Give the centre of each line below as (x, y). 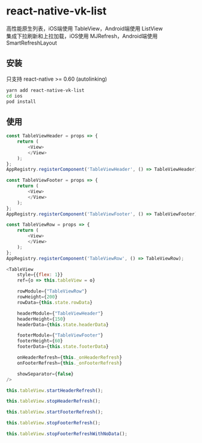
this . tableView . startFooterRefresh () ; (55, 412)
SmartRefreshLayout (32, 43)
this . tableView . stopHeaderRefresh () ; (54, 401)
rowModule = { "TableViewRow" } (52, 291)
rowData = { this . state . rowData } (55, 302)
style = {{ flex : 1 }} (40, 275)
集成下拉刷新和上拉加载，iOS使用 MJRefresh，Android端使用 (82, 36)
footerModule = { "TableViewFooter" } (60, 335)
